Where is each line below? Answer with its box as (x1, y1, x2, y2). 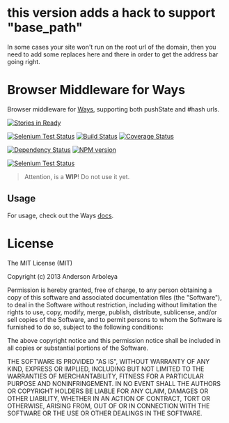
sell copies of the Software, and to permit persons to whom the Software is (7, 315, 223, 323)
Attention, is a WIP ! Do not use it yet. (24, 172, 130, 180)
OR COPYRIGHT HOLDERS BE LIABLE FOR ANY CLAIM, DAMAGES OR (7, 387, 209, 395)
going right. (7, 57, 40, 66)
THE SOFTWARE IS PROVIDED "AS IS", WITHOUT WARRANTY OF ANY (7, 357, 210, 365)
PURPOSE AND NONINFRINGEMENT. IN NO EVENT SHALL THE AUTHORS (7, 379, 221, 387)
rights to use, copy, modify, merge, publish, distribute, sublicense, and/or (7, 308, 217, 316)
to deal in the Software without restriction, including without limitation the (7, 300, 217, 309)
